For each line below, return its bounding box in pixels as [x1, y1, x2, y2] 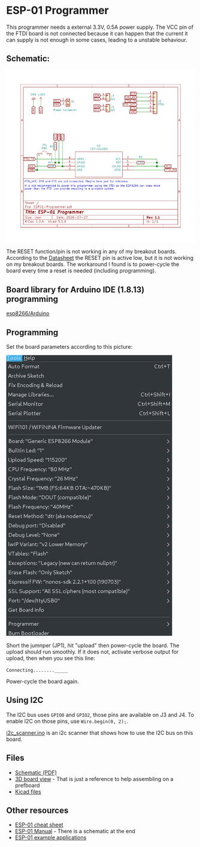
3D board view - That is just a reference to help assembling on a [14, 775, 174, 782]
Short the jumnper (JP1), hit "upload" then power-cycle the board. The [6, 642, 180, 649]
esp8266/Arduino [6, 310, 50, 317]
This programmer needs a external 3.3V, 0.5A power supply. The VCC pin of [6, 23, 193, 31]
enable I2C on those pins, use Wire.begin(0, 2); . [6, 717, 129, 725]
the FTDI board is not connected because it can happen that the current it [6, 29, 188, 37]
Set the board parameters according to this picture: [6, 343, 133, 350]
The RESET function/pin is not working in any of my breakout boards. [6, 248, 177, 255]
